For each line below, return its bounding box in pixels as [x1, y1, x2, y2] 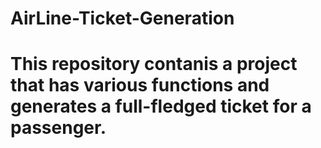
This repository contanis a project [10, 53, 298, 76]
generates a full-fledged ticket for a [10, 95, 312, 118]
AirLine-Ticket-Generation [10, 7, 235, 30]
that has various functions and [10, 74, 270, 97]
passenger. [10, 117, 107, 139]
